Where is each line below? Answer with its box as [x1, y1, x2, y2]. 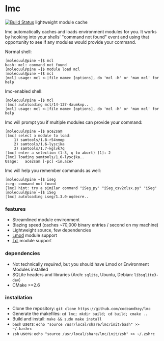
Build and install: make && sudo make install [12, 315, 102, 322]
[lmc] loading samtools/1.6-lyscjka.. [5, 154, 84, 160]
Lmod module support [12, 232, 57, 238]
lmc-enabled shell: [5, 88, 43, 94]
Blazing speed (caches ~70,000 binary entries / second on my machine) [12, 222, 159, 228]
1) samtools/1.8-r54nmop [14, 137, 65, 142]
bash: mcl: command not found [5, 62, 67, 67]
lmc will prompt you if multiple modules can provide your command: [5, 119, 142, 125]
